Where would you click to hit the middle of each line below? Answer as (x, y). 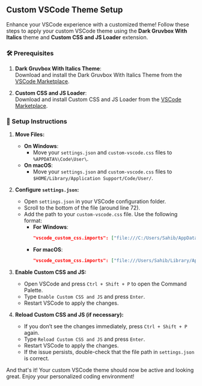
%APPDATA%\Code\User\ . (61, 159)
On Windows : (41, 146)
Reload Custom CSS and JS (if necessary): (69, 315)
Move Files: (30, 134)
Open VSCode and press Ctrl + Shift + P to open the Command (105, 284)
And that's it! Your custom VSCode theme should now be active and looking (100, 370)
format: (33, 221)
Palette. (33, 290)
